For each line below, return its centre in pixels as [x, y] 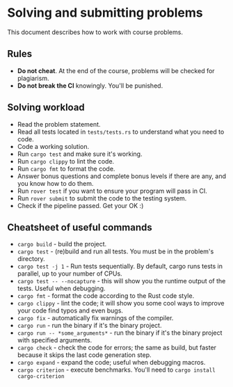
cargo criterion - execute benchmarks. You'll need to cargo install [116, 370]
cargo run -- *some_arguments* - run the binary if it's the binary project [120, 333]
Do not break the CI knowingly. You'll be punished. [90, 86]
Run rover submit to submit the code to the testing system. [102, 198]
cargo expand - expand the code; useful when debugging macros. [111, 363]
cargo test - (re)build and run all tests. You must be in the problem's [115, 251]
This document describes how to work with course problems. [95, 32]
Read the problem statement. [59, 124]
